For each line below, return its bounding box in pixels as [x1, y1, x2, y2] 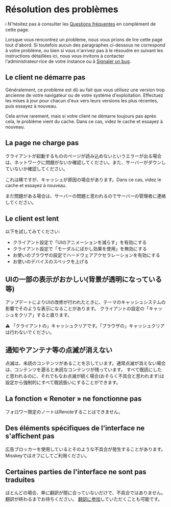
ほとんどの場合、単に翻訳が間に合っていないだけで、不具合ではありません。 [5, 490, 166, 496]
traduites [5, 476, 35, 484]
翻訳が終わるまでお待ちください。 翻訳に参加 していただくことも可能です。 [5, 496, 163, 502]
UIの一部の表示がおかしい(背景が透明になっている [5, 275, 162, 283]
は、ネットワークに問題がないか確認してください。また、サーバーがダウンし [5, 159, 166, 165]
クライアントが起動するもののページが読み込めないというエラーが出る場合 [5, 152, 162, 159]
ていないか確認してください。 [5, 165, 68, 172]
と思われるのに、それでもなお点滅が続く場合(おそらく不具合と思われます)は [5, 373, 164, 379]
